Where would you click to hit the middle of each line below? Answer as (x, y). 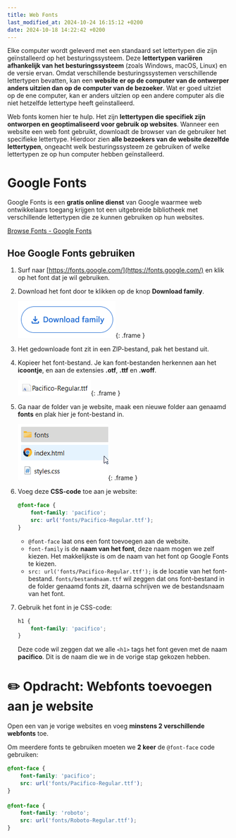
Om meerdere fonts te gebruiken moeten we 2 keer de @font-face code (111, 747)
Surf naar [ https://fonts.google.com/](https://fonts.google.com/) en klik (120, 270)
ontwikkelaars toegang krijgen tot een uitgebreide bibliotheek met (103, 210)
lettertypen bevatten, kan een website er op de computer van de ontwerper (118, 80)
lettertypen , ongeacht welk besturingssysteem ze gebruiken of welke (108, 147)
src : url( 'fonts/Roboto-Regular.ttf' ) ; (79, 821)
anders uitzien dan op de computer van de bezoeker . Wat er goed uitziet (114, 88)
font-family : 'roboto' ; (55, 813)
